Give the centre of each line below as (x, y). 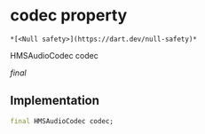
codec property (69, 16)
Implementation (55, 101)
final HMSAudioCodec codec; (62, 121)
